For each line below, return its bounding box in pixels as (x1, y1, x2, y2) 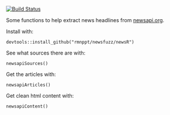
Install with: (6, 28, 34, 35)
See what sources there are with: (6, 49, 86, 56)
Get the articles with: (6, 71, 57, 78)
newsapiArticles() (6, 82, 51, 88)
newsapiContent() (6, 103, 48, 109)
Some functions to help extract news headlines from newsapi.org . (6, 17, 165, 23)
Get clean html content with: (6, 92, 74, 99)
